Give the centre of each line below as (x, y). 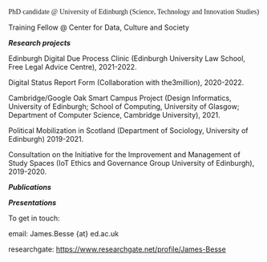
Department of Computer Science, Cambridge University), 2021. (114, 115)
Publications (30, 187)
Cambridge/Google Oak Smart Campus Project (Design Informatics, (120, 98)
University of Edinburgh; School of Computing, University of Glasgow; (124, 107)
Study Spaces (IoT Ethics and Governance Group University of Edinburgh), (131, 163)
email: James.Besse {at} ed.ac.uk (63, 234)
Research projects (39, 43)
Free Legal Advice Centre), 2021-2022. (73, 67)
